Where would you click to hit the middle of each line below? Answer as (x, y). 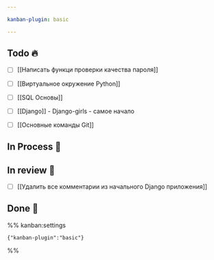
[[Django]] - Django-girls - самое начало (76, 111)
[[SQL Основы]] (40, 97)
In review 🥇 (31, 170)
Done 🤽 (23, 209)
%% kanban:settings (37, 225)
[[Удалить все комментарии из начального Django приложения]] (112, 187)
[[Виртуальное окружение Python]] (69, 84)
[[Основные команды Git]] (55, 125)
